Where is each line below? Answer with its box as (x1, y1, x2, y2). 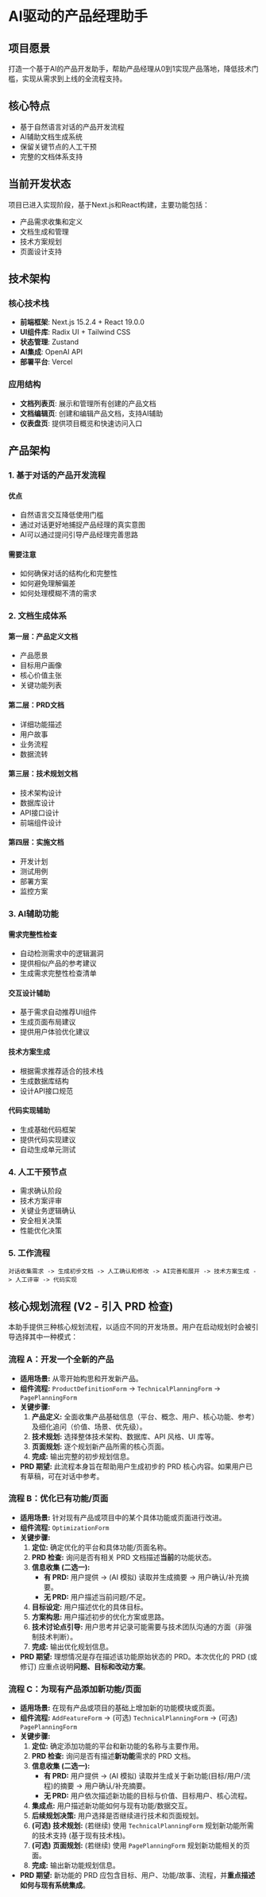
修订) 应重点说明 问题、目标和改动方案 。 (19, 1662, 150, 1671)
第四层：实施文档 (8, 838, 64, 847)
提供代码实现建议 (19, 1134, 76, 1144)
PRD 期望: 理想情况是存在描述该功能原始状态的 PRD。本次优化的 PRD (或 (19, 1651, 258, 1661)
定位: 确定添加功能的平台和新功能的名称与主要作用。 (31, 1741, 204, 1751)
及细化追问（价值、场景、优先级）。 (31, 1422, 147, 1431)
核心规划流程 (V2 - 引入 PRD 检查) (8, 1299, 173, 1313)
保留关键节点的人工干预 (19, 141, 97, 151)
